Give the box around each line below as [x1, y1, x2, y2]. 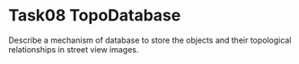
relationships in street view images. [8, 44, 139, 54]
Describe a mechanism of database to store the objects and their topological [8, 35, 292, 45]
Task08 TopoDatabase [8, 5, 181, 26]
